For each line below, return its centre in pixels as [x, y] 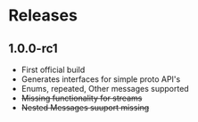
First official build [53, 69]
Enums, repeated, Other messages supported [105, 89]
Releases [43, 16]
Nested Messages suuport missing [85, 107]
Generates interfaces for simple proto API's [101, 79]
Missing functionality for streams [82, 98]
